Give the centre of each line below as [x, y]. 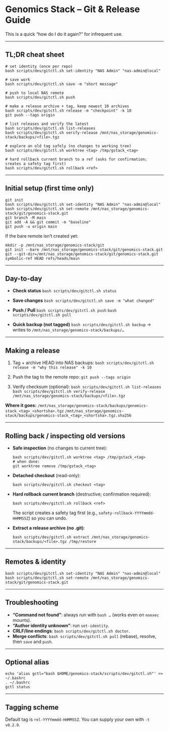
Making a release [33, 351]
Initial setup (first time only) [50, 188]
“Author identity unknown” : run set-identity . [61, 625]
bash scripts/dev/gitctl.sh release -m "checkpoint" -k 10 [68, 110]
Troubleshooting [32, 603]
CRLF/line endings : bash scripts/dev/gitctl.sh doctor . [71, 631]
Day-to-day [24, 278]
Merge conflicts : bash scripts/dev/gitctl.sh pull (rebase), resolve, [84, 636]
